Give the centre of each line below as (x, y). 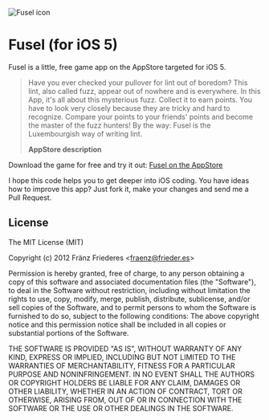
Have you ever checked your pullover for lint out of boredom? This (138, 82)
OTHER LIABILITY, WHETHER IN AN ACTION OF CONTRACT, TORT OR (125, 391)
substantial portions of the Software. (69, 332)
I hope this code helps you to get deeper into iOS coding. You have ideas (129, 180)
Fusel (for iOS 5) (63, 45)
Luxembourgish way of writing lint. (85, 133)
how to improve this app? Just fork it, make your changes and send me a (128, 189)
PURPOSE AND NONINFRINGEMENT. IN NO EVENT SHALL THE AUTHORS (132, 374)
